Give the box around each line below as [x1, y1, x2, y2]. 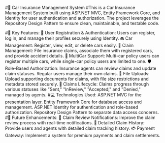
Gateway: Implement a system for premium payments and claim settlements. [5, 133, 161, 138]
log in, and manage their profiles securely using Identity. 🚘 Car [5, 35, 133, 41]
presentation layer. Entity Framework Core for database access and [5, 99, 142, 105]
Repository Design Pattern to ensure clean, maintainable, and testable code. [5, 20, 160, 26]
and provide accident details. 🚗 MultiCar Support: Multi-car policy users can [5, 53, 160, 58]
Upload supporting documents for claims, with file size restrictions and [5, 76, 149, 82]
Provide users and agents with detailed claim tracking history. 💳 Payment [5, 125, 155, 131]
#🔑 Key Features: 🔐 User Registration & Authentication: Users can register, [5, 30, 156, 35]
